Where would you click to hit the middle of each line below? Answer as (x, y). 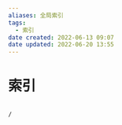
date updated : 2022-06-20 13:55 (61, 45)
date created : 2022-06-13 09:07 (61, 37)
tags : (17, 23)
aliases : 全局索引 (36, 15)
